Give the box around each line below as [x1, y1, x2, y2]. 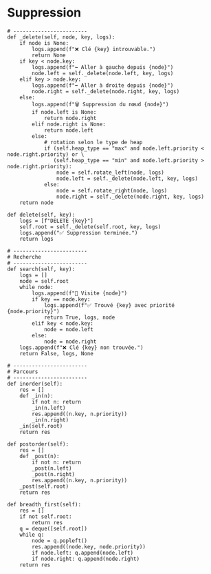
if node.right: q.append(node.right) [32, 555, 140, 562]
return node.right [43, 115, 97, 121]
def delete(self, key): [7, 211, 76, 218]
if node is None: [19, 39, 69, 46]
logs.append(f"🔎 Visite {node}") [32, 290, 128, 297]
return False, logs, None [19, 350, 94, 357]
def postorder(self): [7, 440, 69, 448]
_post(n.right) [32, 471, 76, 477]
